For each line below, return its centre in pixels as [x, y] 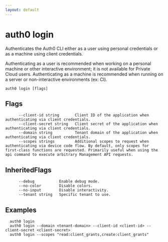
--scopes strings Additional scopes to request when [84, 141]
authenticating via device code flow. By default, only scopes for [77, 146]
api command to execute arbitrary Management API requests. [69, 155]
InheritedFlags [28, 170]
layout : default [22, 10]
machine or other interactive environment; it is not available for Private [78, 68]
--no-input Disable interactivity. [63, 190]
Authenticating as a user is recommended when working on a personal [78, 63]
